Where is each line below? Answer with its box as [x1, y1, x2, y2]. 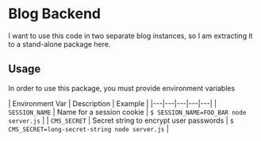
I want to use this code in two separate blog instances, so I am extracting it [8, 31, 253, 40]
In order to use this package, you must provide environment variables [8, 83, 236, 93]
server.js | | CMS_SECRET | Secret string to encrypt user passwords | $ [8, 116, 234, 125]
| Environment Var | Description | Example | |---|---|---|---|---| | [8, 98, 217, 108]
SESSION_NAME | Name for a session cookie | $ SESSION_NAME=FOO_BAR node [8, 107, 247, 116]
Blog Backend [8, 5, 102, 23]
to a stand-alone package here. [8, 39, 111, 48]
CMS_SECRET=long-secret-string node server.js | [8, 124, 169, 133]
